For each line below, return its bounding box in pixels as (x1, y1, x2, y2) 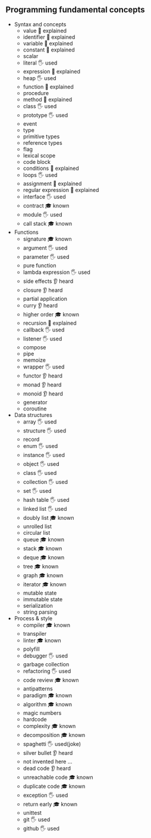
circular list (23, 529, 51, 536)
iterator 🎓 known (23, 580, 67, 588)
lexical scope (23, 152, 56, 159)
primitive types (23, 133, 60, 140)
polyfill (23, 645, 40, 653)
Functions (14, 228, 39, 236)
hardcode (23, 715, 47, 723)
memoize (23, 356, 46, 364)
